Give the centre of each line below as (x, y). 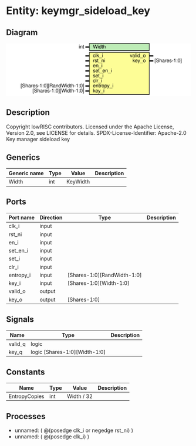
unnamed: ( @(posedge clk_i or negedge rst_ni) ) (74, 430)
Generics (23, 157)
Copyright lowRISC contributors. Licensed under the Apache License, (90, 127)
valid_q (17, 343)
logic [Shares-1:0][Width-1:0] (68, 352)
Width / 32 (80, 396)
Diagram (22, 33)
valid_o (17, 291)
